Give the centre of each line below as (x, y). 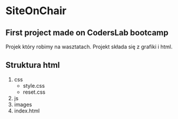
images (23, 104)
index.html (27, 111)
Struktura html (33, 65)
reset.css (34, 92)
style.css (34, 85)
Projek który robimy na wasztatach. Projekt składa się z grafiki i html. (89, 47)
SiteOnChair (36, 11)
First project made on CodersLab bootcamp (87, 33)
